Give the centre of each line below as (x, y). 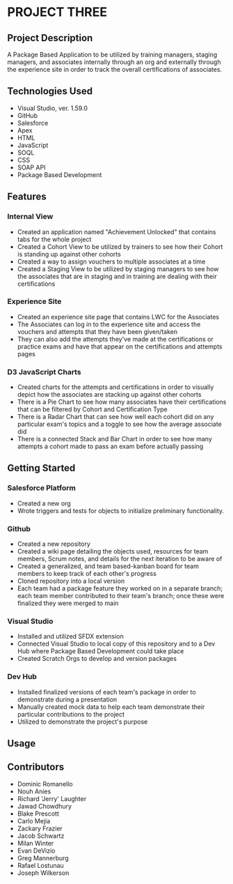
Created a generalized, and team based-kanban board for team (108, 566)
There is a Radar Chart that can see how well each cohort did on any (115, 417)
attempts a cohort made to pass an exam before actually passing (110, 446)
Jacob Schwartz (41, 836)
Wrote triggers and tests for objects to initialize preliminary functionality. (121, 510)
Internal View (30, 217)
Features (27, 197)
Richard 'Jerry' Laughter (52, 798)
